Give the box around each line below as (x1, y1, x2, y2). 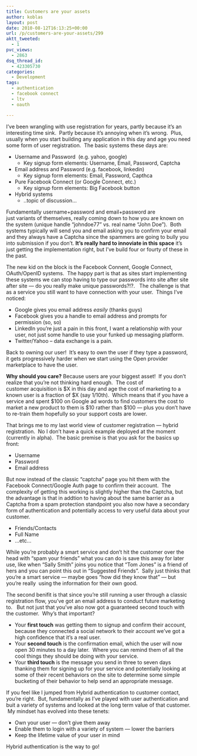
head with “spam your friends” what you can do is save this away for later (6, 554, 185, 562)
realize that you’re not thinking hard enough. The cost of (6, 379, 144, 386)
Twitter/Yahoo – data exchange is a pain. (14, 337, 113, 344)
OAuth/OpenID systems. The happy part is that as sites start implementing (6, 269, 187, 277)
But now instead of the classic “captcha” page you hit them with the (6, 475, 170, 482)
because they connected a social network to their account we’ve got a (14, 627, 185, 634)
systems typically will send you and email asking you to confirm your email (6, 227, 186, 234)
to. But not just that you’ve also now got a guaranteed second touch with (6, 604, 185, 611)
